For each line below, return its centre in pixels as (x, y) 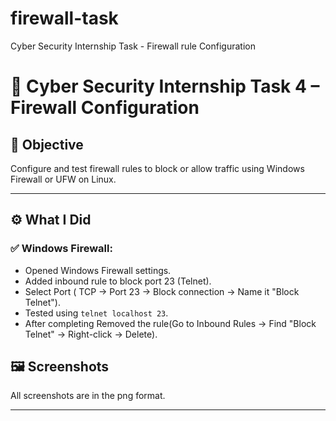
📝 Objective (47, 144)
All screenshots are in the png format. (88, 396)
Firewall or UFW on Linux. (63, 179)
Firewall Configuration (105, 108)
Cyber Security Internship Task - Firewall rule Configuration (133, 46)
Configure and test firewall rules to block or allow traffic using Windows (157, 168)
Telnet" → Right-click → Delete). (91, 334)
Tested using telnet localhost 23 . (96, 313)
